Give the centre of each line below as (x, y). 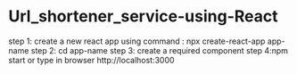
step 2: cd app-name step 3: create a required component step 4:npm (160, 50)
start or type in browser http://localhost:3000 (91, 60)
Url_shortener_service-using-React (143, 16)
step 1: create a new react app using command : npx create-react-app (137, 41)
